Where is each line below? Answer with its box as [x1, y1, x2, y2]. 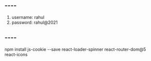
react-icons [4, 51, 28, 57]
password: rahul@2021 [11, 19, 58, 25]
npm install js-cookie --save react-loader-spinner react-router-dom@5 [4, 46, 146, 52]
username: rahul [11, 14, 45, 20]
